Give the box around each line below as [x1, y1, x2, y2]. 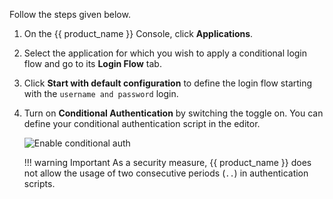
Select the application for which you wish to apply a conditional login [23, 47, 308, 59]
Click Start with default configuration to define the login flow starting [23, 77, 313, 89]
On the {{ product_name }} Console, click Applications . [23, 28, 254, 39]
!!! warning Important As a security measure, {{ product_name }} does [23, 157, 312, 168]
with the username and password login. [23, 88, 179, 99]
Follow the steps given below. [9, 9, 131, 20]
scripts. [23, 178, 56, 189]
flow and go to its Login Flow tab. [23, 58, 162, 69]
